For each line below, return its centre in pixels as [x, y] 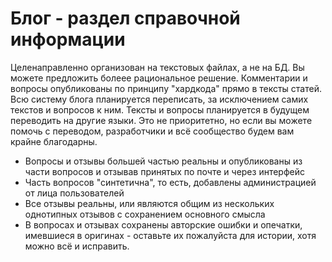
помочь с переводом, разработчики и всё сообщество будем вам [152, 131]
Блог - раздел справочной [125, 18]
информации [68, 39]
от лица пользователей [74, 193]
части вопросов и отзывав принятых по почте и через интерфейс [164, 171]
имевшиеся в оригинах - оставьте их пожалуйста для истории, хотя [170, 235]
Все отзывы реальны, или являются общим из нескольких [149, 203]
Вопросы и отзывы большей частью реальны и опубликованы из [163, 161]
